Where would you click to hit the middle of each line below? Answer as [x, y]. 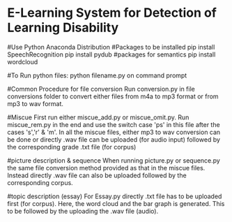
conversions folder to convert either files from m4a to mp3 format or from [113, 96]
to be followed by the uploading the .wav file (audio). [83, 211]
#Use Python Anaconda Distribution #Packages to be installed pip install [111, 47]
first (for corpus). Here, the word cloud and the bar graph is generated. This [116, 203]
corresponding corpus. [40, 182]
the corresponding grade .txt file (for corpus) [72, 147]
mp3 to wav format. [36, 103]
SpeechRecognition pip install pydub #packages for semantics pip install [111, 54]
